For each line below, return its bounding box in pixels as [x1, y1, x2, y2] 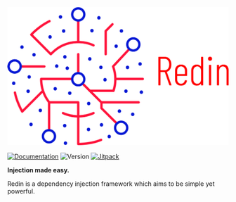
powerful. [7, 187, 35, 195]
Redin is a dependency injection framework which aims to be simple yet [7, 179, 215, 188]
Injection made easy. [7, 165, 70, 174]
